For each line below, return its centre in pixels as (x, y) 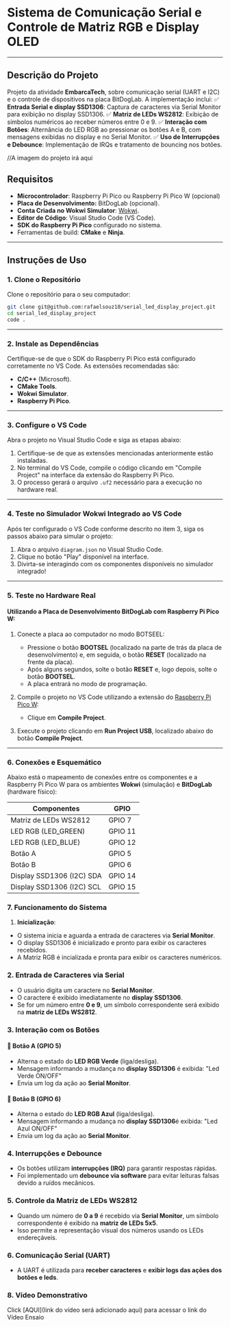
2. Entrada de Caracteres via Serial (66, 975)
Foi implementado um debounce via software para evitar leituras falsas (118, 1176)
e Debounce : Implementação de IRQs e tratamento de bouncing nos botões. (115, 144)
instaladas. (32, 461)
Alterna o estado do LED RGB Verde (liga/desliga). (88, 1061)
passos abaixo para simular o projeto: (60, 536)
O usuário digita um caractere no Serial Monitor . (86, 990)
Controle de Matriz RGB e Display (103, 27)
